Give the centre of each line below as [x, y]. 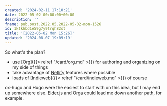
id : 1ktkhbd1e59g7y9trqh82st [35, 29]
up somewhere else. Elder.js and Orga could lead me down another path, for [84, 93]
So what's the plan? [25, 52]
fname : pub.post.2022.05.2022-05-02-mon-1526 [53, 24]
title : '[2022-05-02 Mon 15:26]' [40, 33]
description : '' [22, 19]
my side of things [30, 67]
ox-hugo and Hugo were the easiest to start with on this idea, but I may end [83, 87]
